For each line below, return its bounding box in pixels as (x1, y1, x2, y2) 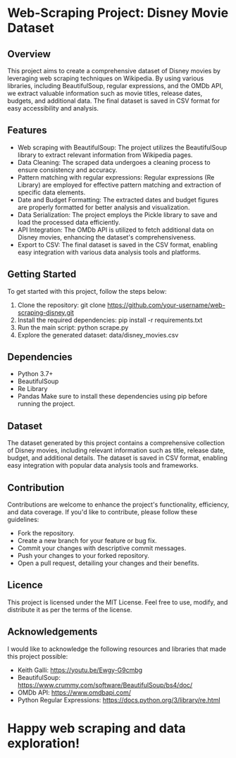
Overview (7, 48, 51, 60)
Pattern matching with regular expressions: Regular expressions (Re (17, 173, 215, 181)
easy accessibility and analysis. (7, 104, 99, 112)
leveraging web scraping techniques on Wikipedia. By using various (7, 74, 204, 82)
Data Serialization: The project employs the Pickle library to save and (17, 210, 218, 219)
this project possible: (7, 652, 68, 660)
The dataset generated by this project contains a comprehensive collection (7, 439, 225, 447)
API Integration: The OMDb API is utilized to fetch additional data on (17, 225, 214, 234)
